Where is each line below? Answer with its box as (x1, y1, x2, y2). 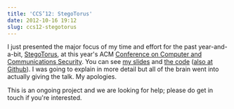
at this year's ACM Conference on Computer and (60, 50, 202, 58)
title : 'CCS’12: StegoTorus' (7, 10, 93, 18)
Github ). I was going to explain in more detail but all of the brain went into (7, 65, 219, 74)
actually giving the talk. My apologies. (7, 72, 117, 81)
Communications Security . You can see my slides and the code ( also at (7, 58, 213, 66)
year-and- (197, 43, 228, 51)
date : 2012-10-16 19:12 (7, 17, 77, 24)
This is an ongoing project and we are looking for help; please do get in (7, 86, 214, 95)
